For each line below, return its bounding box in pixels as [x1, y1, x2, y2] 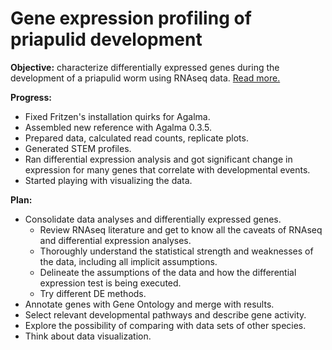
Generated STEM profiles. [24, 142, 132, 154]
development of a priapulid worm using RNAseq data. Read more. [10, 72, 281, 84]
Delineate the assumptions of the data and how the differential [39, 266, 297, 278]
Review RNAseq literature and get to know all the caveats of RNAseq [39, 223, 323, 236]
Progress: [10, 91, 52, 103]
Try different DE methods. [39, 287, 147, 299]
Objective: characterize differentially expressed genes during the [10, 61, 280, 73]
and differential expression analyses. [39, 234, 192, 246]
